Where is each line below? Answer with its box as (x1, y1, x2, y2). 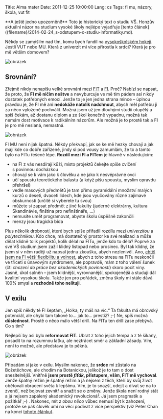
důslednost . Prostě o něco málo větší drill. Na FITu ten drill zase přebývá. (5, 318, 153, 323)
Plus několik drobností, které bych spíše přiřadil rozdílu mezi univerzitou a (5, 228, 153, 234)
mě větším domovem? (5, 49, 50, 55)
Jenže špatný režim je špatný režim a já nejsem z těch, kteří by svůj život (5, 377, 152, 383)
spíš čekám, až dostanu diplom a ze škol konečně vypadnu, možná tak (5, 112, 148, 118)
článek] (134, 24, 149, 30)
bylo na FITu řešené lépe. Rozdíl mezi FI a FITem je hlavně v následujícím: (5, 151, 154, 157)
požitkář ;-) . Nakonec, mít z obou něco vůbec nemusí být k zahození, (5, 398, 146, 404)
